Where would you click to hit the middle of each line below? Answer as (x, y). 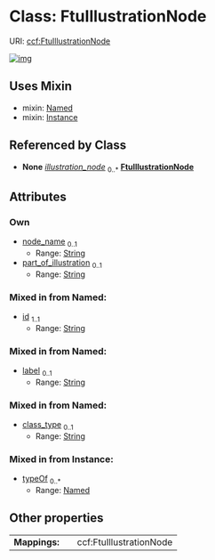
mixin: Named (48, 108)
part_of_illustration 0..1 (62, 263)
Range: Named (63, 491)
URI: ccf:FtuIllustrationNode (60, 41)
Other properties (56, 518)
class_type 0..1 (48, 426)
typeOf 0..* (41, 480)
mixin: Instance (50, 117)
